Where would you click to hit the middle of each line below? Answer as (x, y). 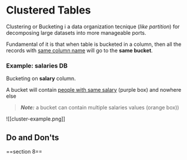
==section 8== (24, 152)
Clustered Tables (49, 10)
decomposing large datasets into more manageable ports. (76, 32)
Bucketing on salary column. (41, 79)
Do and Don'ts (33, 137)
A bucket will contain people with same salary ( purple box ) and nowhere (94, 90)
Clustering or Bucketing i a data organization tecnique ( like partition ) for (93, 26)
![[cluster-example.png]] (36, 119)
